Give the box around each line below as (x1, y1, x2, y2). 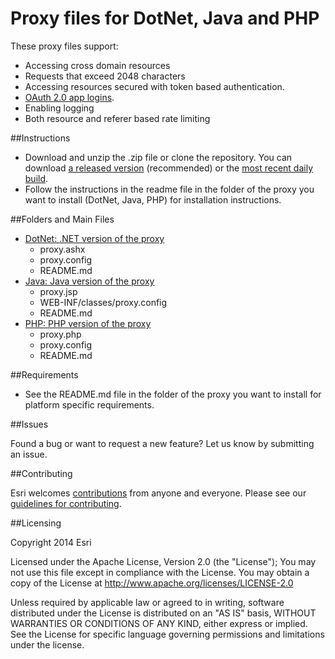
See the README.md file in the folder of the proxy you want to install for (24, 388, 322, 400)
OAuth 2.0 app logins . (24, 91, 115, 103)
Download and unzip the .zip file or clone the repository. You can (24, 151, 293, 163)
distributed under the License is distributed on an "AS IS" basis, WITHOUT (10, 607, 317, 619)
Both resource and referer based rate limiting (24, 112, 211, 124)
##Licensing (10, 517, 62, 529)
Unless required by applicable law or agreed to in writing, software (10, 596, 285, 608)
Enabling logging (24, 102, 95, 114)
